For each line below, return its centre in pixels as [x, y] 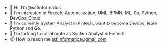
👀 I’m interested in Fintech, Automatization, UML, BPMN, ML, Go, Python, [83, 13]
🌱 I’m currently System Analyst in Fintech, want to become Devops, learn [83, 23]
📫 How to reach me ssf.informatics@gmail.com [58, 39]
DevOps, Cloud [25, 18]
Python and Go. [26, 28]
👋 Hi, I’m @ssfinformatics [35, 8]
